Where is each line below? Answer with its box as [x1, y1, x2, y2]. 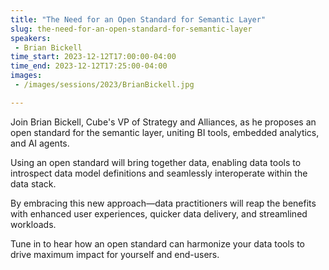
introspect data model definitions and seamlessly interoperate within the [10, 167, 308, 179]
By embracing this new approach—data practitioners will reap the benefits [10, 197, 317, 209]
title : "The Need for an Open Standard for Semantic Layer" [10, 14, 267, 25]
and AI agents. [10, 137, 70, 149]
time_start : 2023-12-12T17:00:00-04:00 [10, 52, 177, 62]
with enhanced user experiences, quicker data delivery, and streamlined [10, 207, 308, 220]
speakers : [10, 33, 52, 43]
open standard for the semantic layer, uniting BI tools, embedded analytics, [10, 126, 320, 138]
